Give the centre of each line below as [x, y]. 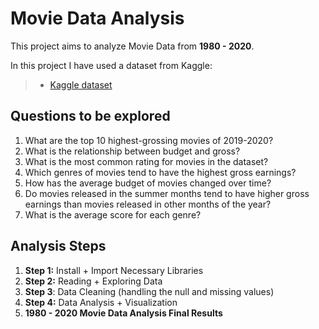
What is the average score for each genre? [113, 214]
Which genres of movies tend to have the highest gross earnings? [160, 172]
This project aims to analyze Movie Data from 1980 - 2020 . [132, 46]
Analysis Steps [58, 246]
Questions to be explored [90, 116]
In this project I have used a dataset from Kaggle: [111, 65]
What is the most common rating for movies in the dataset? [146, 161]
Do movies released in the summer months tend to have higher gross [167, 193]
